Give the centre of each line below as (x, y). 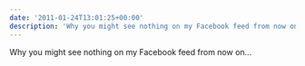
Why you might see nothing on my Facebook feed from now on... (131, 52)
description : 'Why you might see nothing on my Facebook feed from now (148, 26)
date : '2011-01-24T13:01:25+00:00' (77, 18)
